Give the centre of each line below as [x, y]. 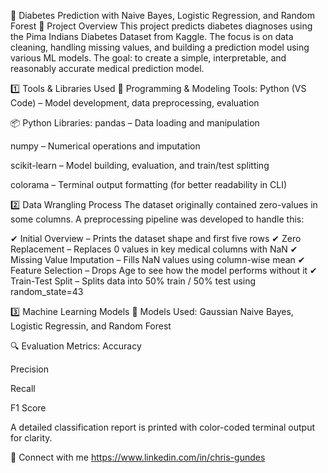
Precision [29, 369]
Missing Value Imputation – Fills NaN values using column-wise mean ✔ [158, 259]
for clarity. [31, 438]
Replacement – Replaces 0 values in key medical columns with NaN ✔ [154, 249]
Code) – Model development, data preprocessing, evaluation [135, 103]
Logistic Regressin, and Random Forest [91, 326]
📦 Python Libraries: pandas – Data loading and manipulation [135, 123]
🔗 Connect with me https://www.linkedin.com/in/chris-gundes [138, 457]
